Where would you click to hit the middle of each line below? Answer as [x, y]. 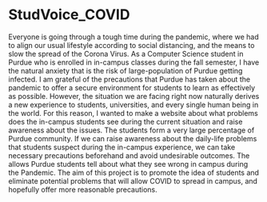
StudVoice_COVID [69, 15]
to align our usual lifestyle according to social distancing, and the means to [132, 45]
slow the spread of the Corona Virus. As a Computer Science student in [126, 53]
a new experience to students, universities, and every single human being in [133, 105]
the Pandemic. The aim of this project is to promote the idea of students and [134, 172]
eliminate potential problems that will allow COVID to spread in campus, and [133, 180]
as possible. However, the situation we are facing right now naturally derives [134, 96]
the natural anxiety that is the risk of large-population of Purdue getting [126, 70]
